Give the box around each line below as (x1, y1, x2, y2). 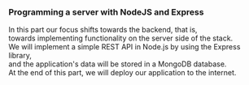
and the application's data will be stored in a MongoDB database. (8, 59, 227, 69)
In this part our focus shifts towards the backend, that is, (8, 25, 198, 35)
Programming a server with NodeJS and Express (8, 6, 204, 18)
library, (8, 51, 33, 61)
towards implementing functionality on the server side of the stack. (8, 33, 234, 43)
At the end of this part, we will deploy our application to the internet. (8, 68, 237, 78)
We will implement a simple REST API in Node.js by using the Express (8, 42, 241, 52)
